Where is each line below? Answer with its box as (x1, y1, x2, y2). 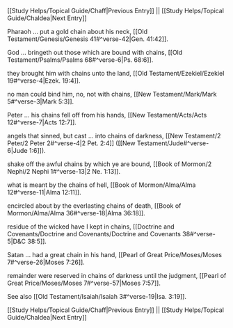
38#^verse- (182, 230, 216, 238)
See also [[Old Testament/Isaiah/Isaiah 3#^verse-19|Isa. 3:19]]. (7, 293, 186, 300)
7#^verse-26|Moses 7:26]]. (7, 258, 85, 266)
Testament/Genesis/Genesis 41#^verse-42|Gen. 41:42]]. (7, 35, 169, 43)
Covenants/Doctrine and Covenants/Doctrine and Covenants (7, 230, 181, 238)
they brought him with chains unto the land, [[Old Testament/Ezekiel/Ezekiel (7, 69, 225, 77)
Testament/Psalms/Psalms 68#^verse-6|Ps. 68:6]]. (7, 56, 154, 64)
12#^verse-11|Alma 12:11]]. (7, 188, 81, 196)
